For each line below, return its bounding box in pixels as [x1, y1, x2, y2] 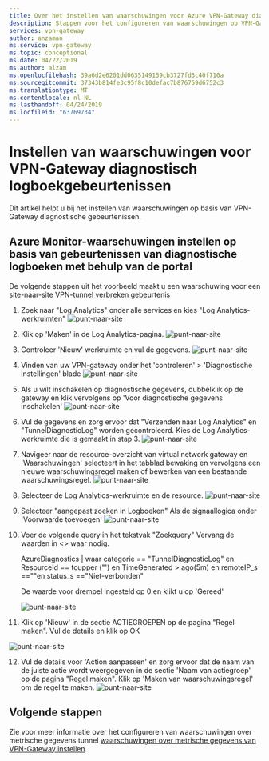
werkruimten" [20, 314, 66, 323]
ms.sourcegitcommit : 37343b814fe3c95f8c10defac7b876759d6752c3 [9, 78, 224, 86]
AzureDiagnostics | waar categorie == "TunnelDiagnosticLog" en [20, 554, 235, 563]
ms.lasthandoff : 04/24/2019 [9, 101, 103, 109]
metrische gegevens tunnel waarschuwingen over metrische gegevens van [9, 735, 256, 745]
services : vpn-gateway [9, 26, 85, 34]
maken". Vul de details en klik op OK [20, 626, 140, 635]
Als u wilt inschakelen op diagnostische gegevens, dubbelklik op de [20, 384, 243, 394]
